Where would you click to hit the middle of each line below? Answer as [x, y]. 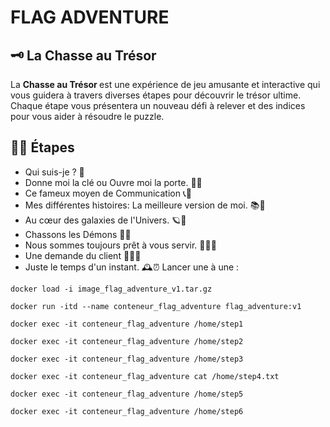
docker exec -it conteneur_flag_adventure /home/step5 [127, 394]
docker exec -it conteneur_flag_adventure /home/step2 [127, 341]
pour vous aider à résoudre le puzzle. [87, 116]
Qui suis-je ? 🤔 [54, 172]
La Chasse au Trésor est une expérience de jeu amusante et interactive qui [165, 84]
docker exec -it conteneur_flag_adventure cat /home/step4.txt [145, 376]
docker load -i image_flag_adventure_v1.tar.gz [111, 289]
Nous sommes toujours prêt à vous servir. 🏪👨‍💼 [120, 245]
